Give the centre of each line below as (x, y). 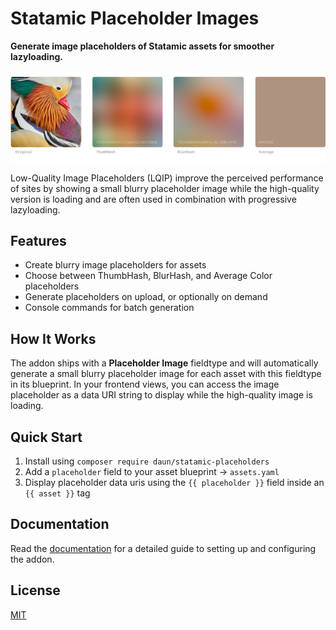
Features (38, 241)
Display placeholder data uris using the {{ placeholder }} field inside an (174, 483)
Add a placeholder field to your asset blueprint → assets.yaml (152, 472)
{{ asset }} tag (57, 493)
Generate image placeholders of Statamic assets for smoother (142, 46)
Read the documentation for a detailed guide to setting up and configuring (163, 548)
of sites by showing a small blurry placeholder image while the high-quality (165, 188)
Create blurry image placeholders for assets (115, 265)
